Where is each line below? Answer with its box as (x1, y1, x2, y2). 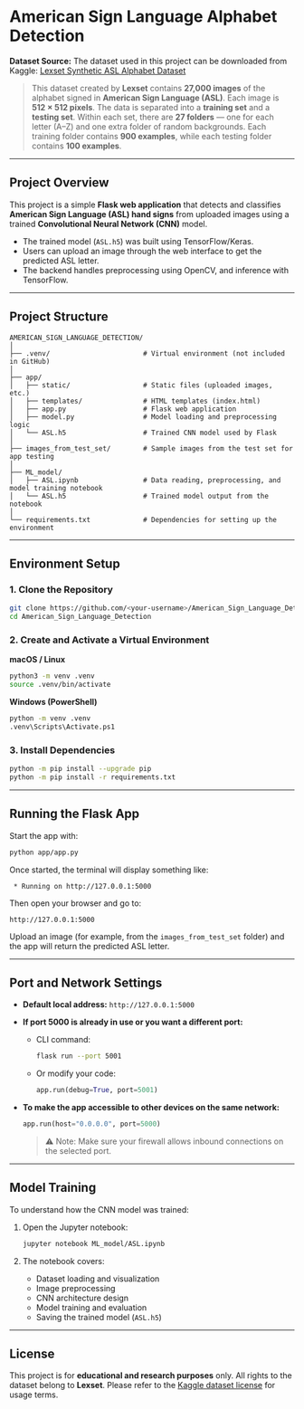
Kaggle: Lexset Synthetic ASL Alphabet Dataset (9, 65, 186, 76)
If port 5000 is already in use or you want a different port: (22, 1016, 243, 1028)
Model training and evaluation (35, 1301, 147, 1313)
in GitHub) (9, 357, 51, 366)
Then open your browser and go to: (9, 898, 142, 909)
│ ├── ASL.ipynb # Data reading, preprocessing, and (9, 475, 281, 485)
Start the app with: (9, 830, 79, 841)
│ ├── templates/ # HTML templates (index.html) (9, 396, 261, 405)
